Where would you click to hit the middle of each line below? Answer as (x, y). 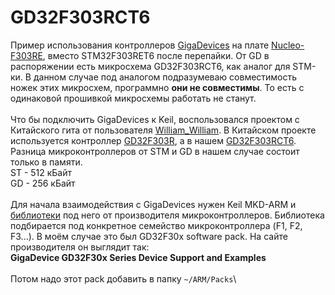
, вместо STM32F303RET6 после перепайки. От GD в (156, 55)
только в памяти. (46, 162)
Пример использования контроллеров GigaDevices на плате (140, 45)
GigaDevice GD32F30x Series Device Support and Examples (138, 257)
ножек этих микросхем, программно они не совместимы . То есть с (157, 87)
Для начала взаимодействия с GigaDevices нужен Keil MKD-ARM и (153, 204)
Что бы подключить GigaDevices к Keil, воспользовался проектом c (155, 119)
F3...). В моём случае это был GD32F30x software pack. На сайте (149, 236)
